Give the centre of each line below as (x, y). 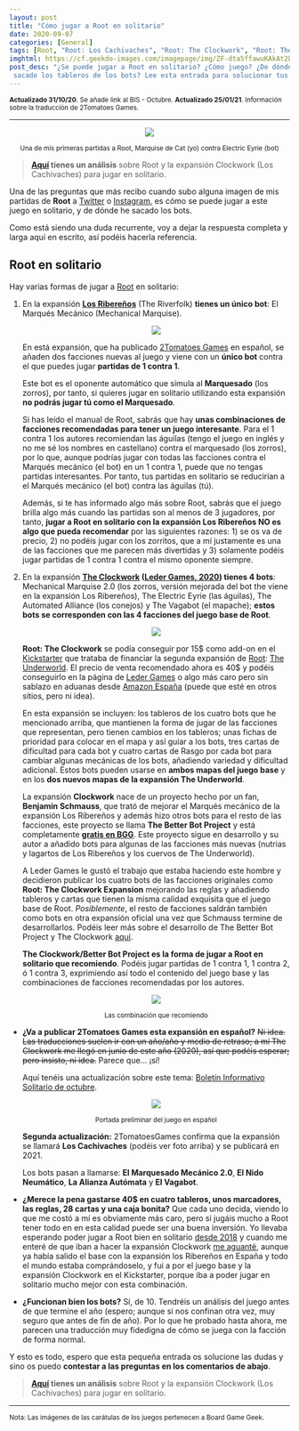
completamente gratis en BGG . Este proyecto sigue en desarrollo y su (150, 834)
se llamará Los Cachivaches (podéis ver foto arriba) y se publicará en (150, 1145)
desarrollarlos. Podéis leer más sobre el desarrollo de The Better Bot (148, 927)
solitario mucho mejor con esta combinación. (105, 1284)
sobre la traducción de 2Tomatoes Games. (74, 108)
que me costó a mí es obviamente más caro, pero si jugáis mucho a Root (155, 1218)
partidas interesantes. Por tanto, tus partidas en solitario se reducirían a (153, 476)
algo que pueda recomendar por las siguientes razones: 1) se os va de (152, 531)
